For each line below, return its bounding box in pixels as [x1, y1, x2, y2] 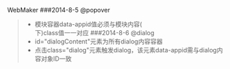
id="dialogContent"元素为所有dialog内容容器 [34, 37, 163, 46]
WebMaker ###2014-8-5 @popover [7, 6, 110, 14]
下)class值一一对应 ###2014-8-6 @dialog [34, 29, 155, 37]
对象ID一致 [40, 55, 72, 63]
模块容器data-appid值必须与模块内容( [34, 20, 143, 28]
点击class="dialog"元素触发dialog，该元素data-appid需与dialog [34, 46, 217, 54]
